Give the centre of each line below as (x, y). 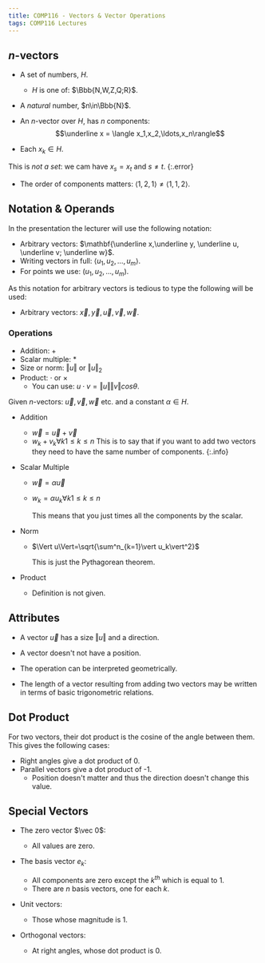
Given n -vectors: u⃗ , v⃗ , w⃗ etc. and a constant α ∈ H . (99, 402)
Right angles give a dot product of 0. (80, 761)
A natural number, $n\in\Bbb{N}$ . (75, 105)
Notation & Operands (61, 209)
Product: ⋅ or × (44, 378)
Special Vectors (49, 812)
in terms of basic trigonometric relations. (87, 692)
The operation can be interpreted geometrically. (99, 668)
